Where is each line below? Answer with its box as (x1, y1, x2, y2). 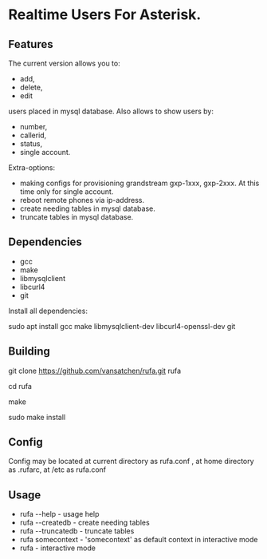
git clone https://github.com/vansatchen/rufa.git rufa (8, 366, 182, 375)
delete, (19, 82, 43, 92)
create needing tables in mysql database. (19, 204, 155, 213)
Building (8, 345, 50, 359)
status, (19, 139, 42, 149)
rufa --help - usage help (19, 509, 100, 519)
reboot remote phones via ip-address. (19, 196, 145, 204)
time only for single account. (19, 187, 114, 196)
